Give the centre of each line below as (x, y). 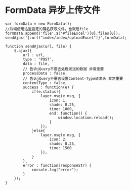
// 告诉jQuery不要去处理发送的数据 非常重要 (64, 69)
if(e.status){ (46, 92)
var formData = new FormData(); (38, 24)
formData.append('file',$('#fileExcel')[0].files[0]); (63, 33)
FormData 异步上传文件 (53, 10)
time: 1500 (60, 148)
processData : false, (45, 73)
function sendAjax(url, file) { (38, 46)
